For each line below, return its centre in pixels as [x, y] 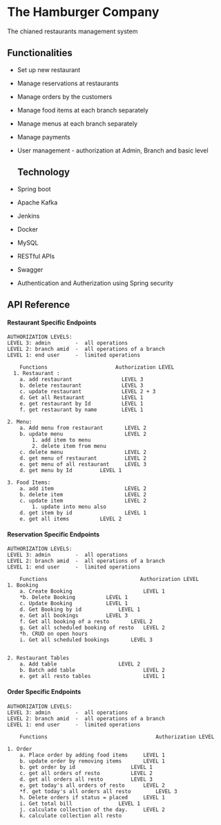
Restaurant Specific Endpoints [52, 322]
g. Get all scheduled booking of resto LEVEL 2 [93, 628]
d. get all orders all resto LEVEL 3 [86, 779]
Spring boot [34, 189]
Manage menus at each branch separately [77, 123]
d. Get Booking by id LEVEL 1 [80, 610]
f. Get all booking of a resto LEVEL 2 [86, 622]
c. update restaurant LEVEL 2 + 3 [88, 392]
